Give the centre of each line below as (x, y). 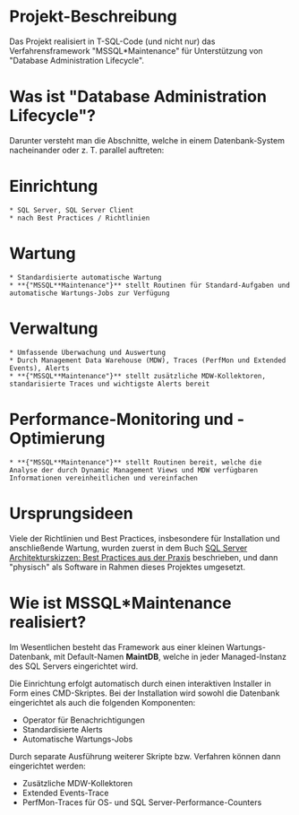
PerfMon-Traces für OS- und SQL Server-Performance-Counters (142, 802)
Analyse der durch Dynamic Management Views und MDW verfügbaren (133, 470)
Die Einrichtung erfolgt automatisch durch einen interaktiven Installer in (140, 683)
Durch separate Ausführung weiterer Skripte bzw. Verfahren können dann (145, 756)
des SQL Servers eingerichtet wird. (74, 666)
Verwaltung (54, 328)
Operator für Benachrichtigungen (84, 720)
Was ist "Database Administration (138, 97)
